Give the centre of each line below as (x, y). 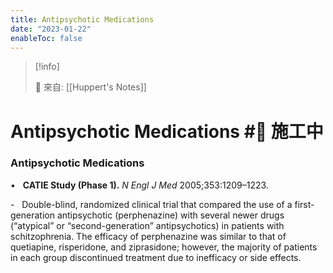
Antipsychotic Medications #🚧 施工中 (167, 131)
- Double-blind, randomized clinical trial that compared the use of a (151, 204)
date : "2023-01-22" (51, 29)
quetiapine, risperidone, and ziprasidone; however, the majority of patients (164, 247)
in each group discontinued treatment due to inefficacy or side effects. (156, 257)
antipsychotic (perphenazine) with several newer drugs (170, 215)
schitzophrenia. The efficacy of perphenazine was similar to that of (148, 236)
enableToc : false (46, 38)
